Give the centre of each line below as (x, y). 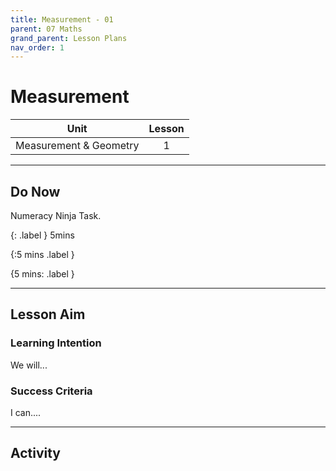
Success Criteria (51, 391)
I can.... (26, 412)
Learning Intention (56, 343)
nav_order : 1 (37, 47)
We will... (29, 365)
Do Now (35, 191)
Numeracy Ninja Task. (56, 215)
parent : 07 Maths (46, 29)
